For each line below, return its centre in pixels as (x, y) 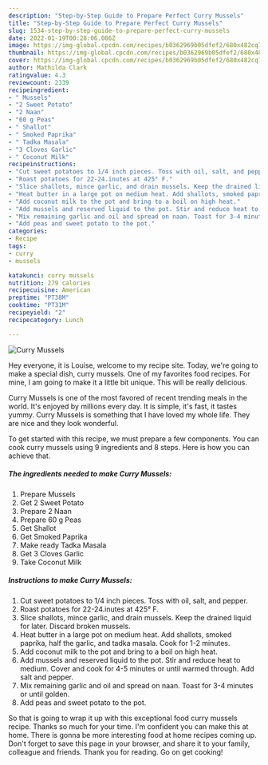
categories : (28, 231)
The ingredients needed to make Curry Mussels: (90, 474)
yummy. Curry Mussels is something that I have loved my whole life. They (129, 414)
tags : (17, 246)
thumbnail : (26, 53)
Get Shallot (38, 528)
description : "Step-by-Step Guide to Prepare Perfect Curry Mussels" (126, 16)
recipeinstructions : (43, 165)
